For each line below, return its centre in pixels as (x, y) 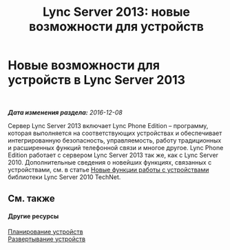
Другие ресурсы (33, 216)
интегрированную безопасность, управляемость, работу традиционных (115, 140)
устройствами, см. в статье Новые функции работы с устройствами (108, 169)
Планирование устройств (45, 231)
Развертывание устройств (46, 239)
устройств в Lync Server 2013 (96, 80)
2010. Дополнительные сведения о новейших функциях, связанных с (110, 162)
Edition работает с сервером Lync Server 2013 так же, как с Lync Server (113, 155)
